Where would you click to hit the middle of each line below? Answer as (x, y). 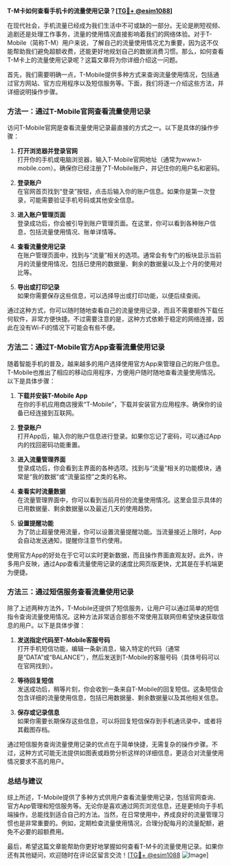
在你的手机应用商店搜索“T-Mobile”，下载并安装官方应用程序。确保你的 (117, 404)
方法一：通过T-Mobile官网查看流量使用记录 (79, 111)
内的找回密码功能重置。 (50, 445)
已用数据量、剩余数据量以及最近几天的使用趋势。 (86, 508)
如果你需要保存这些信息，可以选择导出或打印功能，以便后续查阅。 (110, 296)
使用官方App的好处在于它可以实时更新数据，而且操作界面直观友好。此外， (112, 555)
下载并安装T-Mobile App (52, 395)
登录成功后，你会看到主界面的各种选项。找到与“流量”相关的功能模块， (116, 467)
